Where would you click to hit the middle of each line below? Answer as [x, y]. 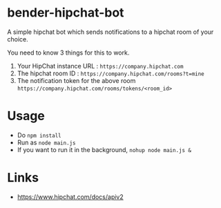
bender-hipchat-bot [66, 13]
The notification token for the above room [76, 80]
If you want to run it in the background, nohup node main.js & [104, 149]
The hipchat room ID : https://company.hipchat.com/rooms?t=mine [111, 73]
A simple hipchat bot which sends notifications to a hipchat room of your [110, 32]
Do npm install [39, 135]
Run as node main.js [46, 142]
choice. [18, 39]
